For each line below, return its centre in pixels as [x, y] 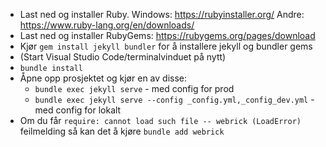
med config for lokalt [78, 110]
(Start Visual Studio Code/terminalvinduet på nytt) [123, 57]
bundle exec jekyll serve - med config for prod [134, 88]
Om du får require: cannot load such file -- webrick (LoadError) [160, 120]
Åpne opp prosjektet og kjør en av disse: [103, 78]
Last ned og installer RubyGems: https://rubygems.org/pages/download [167, 35]
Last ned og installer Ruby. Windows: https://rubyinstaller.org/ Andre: [162, 14]
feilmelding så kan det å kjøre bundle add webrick [122, 131]
